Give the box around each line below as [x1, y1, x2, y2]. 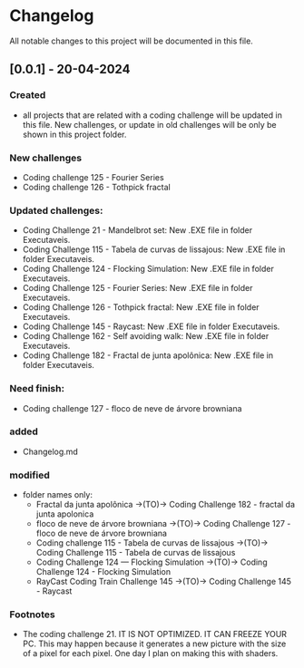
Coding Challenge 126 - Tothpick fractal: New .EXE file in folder [22, 302, 260, 313]
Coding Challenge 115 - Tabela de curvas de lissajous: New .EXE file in [22, 244, 286, 255]
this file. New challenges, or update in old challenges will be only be [22, 119, 277, 130]
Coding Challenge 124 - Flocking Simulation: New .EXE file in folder [22, 264, 274, 275]
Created [9, 89, 46, 102]
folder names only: [22, 489, 93, 500]
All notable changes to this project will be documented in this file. [9, 35, 254, 46]
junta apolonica [35, 508, 94, 519]
